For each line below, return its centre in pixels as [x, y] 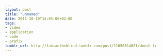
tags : [10, 23]
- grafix [14, 41]
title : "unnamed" [23, 14]
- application [19, 32]
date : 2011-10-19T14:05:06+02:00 [39, 19]
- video [13, 28]
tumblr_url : [17, 46]
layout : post [18, 9]
